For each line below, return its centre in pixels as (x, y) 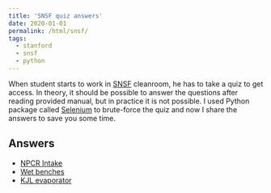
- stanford (34, 46)
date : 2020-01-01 (38, 23)
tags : (17, 38)
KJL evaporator (46, 180)
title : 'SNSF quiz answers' (56, 16)
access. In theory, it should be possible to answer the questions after (123, 92)
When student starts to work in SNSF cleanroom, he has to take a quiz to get (136, 84)
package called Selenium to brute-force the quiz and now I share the (123, 109)
